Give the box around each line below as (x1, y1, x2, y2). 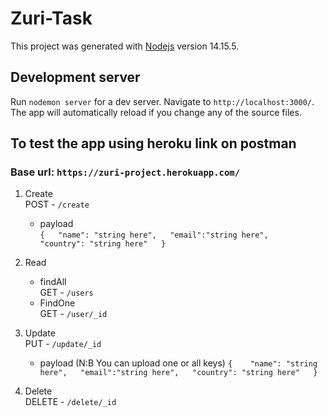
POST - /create (24, 198, 90, 211)
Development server (10, 69, 141, 86)
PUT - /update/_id (24, 338, 102, 350)
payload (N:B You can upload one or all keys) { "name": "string (39, 357, 318, 369)
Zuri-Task (10, 7, 93, 30)
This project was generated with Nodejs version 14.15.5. (10, 40, 240, 52)
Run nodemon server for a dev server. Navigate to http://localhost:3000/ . (10, 95, 315, 107)
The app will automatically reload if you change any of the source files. (10, 106, 302, 118)
